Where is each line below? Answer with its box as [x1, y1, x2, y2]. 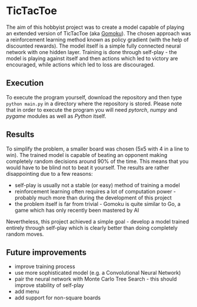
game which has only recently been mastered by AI [14, 206, 139, 213]
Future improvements [6, 247, 87, 257]
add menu [14, 288, 39, 295]
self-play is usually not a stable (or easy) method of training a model [14, 181, 181, 189]
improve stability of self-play [14, 282, 84, 289]
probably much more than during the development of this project [14, 194, 172, 201]
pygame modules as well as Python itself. [6, 112, 106, 119]
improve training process [14, 263, 75, 270]
